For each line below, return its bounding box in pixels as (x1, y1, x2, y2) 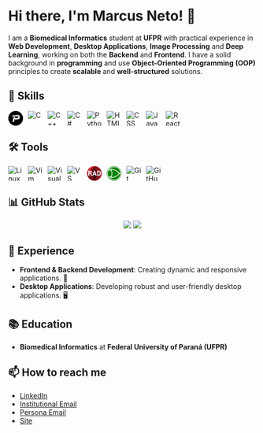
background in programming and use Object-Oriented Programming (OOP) (8, 58, 256, 68)
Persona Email (19, 407, 67, 416)
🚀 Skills (8, 90, 45, 103)
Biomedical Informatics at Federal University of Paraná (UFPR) (19, 342, 228, 351)
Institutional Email (19, 399, 77, 409)
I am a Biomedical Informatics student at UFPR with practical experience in (8, 33, 254, 43)
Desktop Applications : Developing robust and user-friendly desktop (19, 282, 242, 291)
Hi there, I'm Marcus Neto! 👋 (8, 7, 196, 25)
